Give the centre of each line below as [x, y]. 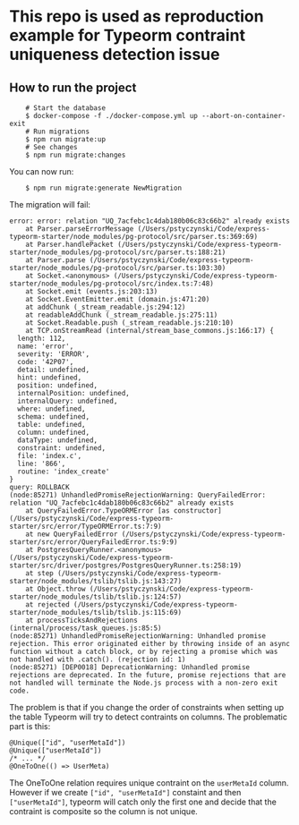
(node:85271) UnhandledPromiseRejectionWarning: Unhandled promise [138, 636]
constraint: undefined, [61, 448]
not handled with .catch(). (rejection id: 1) [98, 659]
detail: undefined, [54, 370]
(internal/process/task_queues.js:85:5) [86, 628]
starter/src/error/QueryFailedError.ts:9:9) [94, 542]
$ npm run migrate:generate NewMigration [103, 188]
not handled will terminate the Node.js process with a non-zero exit [144, 683]
